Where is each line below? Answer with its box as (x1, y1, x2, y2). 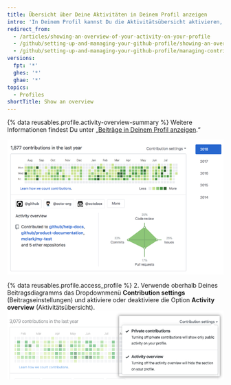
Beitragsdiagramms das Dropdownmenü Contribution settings (7, 288, 186, 297)
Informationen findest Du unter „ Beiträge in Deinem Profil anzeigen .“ (7, 126, 201, 134)
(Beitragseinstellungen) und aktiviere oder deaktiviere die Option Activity (7, 296, 215, 304)
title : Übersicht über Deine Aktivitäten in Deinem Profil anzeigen (7, 11, 208, 18)
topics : (7, 83, 30, 91)
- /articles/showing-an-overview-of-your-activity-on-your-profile (13, 33, 211, 40)
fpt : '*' (13, 62, 38, 69)
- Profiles (13, 91, 45, 98)
